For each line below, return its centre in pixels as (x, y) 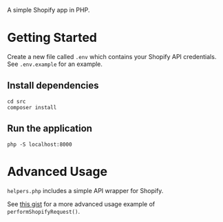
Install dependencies (53, 86)
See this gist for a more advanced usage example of (81, 204)
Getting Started (52, 38)
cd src (17, 101)
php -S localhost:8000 (40, 144)
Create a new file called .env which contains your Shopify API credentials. (112, 56)
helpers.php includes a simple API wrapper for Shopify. (85, 190)
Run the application (50, 129)
